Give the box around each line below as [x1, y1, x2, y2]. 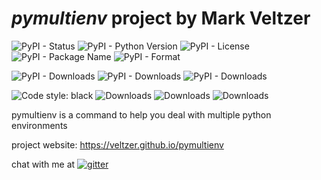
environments [11, 119, 68, 131]
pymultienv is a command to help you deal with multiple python [11, 108, 272, 121]
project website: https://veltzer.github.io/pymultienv [11, 138, 224, 151]
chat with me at [11, 158, 76, 170]
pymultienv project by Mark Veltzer [11, 7, 311, 30]
